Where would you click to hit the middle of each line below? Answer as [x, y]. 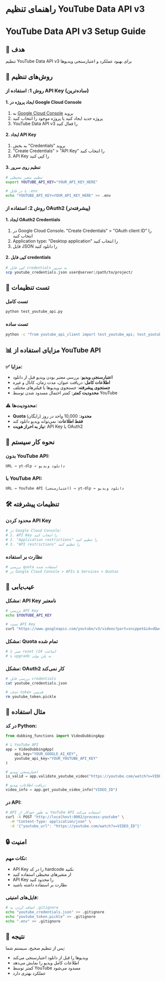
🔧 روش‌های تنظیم [29, 77]
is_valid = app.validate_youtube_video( [47, 776]
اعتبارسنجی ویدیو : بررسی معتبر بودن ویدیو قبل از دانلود [63, 377]
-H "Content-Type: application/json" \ [51, 822]
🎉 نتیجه [15, 936]
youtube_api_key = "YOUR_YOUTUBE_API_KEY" [56, 758]
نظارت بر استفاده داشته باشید [40, 885]
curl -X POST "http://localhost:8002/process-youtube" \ [65, 817]
